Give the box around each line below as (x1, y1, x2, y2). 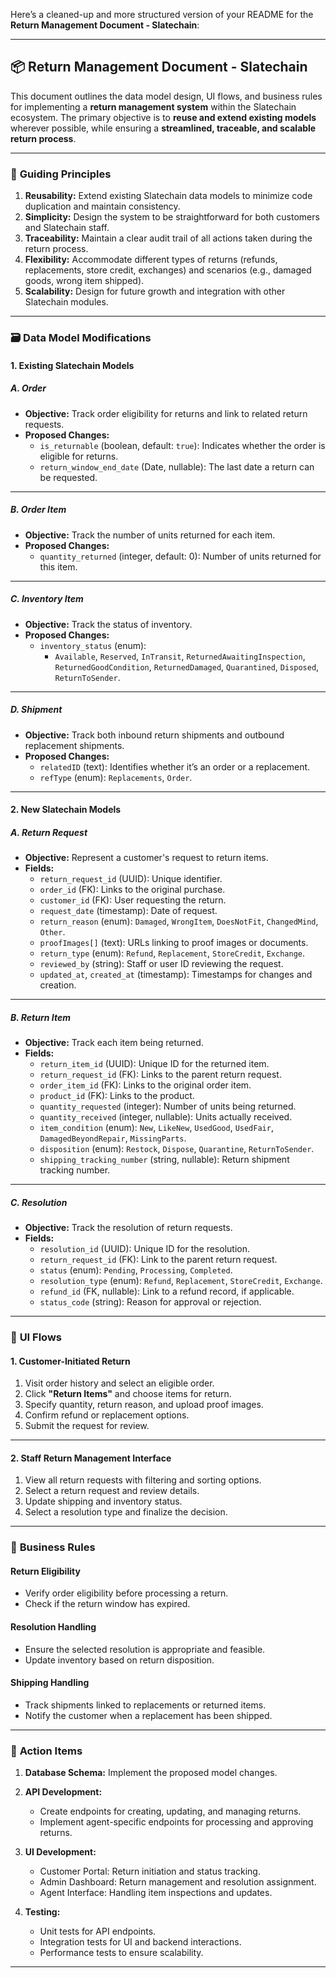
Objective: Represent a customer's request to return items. (24, 852, 269, 864)
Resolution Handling (10, 1621, 97, 1633)
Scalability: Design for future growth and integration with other (24, 285, 286, 298)
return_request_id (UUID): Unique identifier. (39, 873, 223, 885)
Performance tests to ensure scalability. (39, 1947, 204, 1959)
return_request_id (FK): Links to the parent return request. (39, 1069, 282, 1081)
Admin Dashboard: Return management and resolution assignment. (39, 1876, 317, 1888)
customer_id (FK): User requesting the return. (39, 894, 227, 906)
